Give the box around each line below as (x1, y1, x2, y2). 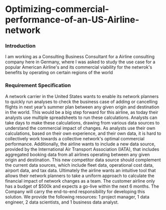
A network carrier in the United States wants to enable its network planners (5, 93, 159, 99)
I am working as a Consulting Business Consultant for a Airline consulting (5, 54, 155, 60)
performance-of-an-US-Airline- (5, 14, 140, 25)
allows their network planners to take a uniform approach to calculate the (5, 173, 155, 179)
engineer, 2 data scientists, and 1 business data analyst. (5, 199, 119, 205)
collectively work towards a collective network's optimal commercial (5, 135, 145, 141)
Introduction (5, 42, 36, 49)
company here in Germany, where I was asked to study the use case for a (5, 59, 156, 65)
